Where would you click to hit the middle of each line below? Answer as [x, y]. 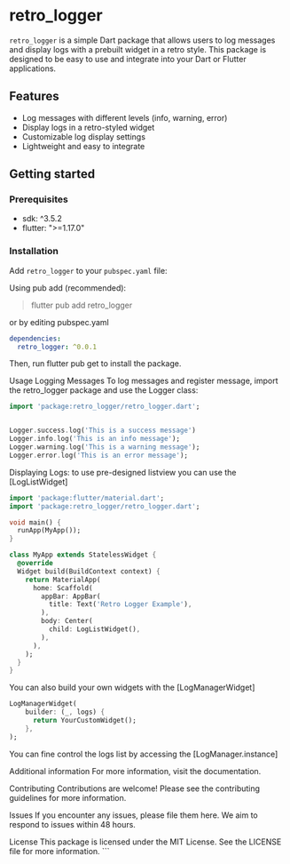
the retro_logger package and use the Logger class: [104, 390]
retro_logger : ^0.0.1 [57, 347]
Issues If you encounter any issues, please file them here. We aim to [134, 815]
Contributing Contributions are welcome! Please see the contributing [134, 788]
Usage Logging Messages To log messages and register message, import [144, 381]
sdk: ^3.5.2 [42, 219]
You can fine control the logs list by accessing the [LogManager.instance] [144, 754]
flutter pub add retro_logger [82, 305]
